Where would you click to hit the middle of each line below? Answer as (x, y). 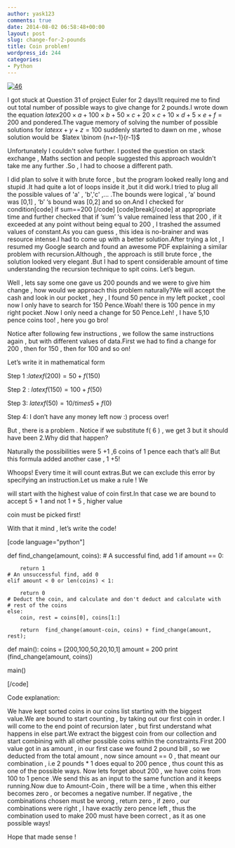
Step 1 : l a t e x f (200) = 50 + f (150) (54, 375)
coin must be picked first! (44, 515)
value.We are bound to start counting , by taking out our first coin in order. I (116, 719)
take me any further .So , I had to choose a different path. (90, 165)
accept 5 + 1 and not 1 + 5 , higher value (65, 501)
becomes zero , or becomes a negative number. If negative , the (100, 793)
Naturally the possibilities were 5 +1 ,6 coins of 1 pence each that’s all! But (114, 451)
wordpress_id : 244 (34, 53)
